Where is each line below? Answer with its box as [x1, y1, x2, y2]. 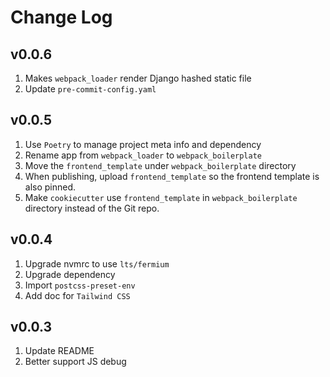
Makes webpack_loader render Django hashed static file [24, 72, 252, 84]
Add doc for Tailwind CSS [24, 289, 131, 301]
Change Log [10, 6, 113, 29]
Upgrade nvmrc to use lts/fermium [24, 257, 170, 270]
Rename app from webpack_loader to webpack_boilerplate [24, 149, 263, 161]
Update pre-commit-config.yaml [24, 83, 157, 95]
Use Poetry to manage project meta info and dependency [24, 138, 262, 150]
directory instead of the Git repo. [24, 202, 160, 214]
